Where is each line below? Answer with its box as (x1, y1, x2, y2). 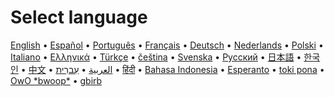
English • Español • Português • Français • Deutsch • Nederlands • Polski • (10, 39, 324, 51)
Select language (10, 6, 148, 29)
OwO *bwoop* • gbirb (10, 74, 103, 86)
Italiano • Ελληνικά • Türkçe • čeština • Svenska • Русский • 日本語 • (10, 51, 302, 63)
